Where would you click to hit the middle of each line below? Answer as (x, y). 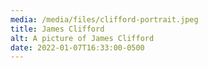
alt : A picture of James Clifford (82, 38)
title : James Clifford (57, 29)
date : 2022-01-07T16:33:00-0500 (77, 47)
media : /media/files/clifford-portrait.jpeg (104, 19)
